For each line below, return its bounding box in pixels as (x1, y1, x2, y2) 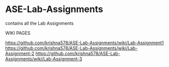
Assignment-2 (5, 50, 35, 56)
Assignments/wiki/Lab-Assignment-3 (5, 55, 82, 61)
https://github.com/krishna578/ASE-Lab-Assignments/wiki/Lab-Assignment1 (5, 39, 164, 46)
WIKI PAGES (5, 30, 31, 36)
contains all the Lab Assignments (5, 20, 74, 26)
